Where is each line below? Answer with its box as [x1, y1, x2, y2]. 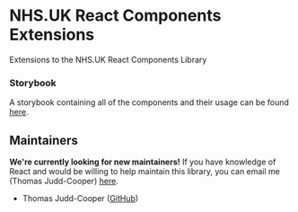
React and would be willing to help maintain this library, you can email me [9, 166, 281, 177]
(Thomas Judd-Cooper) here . [9, 176, 118, 187]
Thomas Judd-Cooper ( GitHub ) [22, 193, 139, 204]
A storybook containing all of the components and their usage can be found [9, 97, 290, 108]
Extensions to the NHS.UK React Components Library [9, 54, 207, 65]
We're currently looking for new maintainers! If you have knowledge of [9, 156, 276, 167]
